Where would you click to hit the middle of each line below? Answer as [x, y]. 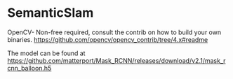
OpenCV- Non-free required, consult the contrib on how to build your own [114, 32]
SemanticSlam [51, 13]
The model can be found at [46, 53]
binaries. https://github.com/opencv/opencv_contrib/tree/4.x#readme [108, 39]
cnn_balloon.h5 [29, 68]
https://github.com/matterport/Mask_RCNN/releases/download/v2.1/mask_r [116, 60]
